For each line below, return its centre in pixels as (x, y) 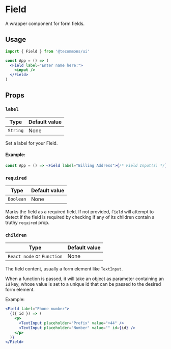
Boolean (17, 199)
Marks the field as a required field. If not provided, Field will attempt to (80, 212)
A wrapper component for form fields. (45, 23)
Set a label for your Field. (32, 143)
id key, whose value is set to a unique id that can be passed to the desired (83, 284)
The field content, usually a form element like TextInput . (64, 269)
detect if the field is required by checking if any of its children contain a (80, 217)
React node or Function (35, 256)
